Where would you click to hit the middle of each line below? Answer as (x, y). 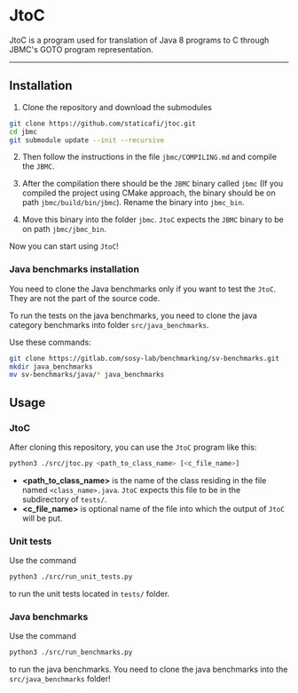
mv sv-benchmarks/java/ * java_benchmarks (87, 375)
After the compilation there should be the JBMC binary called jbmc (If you (153, 184)
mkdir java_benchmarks (51, 366)
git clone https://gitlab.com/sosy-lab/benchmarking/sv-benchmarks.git (144, 358)
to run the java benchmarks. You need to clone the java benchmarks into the (149, 669)
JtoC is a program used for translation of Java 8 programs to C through (139, 40)
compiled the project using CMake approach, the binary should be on (149, 193)
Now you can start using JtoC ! (64, 246)
